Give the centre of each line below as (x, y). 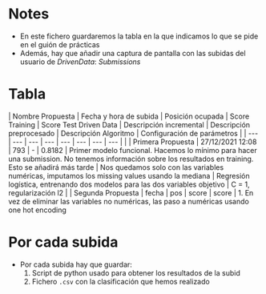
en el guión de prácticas (60, 44)
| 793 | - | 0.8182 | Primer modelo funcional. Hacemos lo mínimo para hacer (133, 150)
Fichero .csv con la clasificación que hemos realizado (121, 281)
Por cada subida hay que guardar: (76, 264)
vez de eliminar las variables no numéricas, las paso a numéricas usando (129, 201)
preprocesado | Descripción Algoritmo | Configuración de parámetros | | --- (133, 133)
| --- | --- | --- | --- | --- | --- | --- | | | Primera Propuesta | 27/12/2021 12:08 (133, 142)
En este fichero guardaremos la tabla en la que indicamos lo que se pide (139, 36)
